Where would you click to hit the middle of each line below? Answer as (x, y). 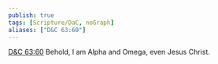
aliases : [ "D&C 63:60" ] (47, 30)
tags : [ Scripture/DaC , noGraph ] (61, 23)
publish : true (31, 15)
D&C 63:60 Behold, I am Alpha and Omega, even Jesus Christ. (109, 52)
